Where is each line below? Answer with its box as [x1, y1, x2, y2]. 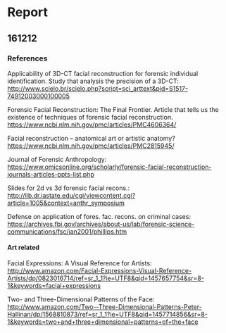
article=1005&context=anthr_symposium [7, 199, 125, 207]
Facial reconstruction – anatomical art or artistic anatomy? [7, 134, 176, 142]
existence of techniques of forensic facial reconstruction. [7, 113, 173, 121]
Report [7, 4, 48, 20]
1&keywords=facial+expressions [7, 282, 101, 290]
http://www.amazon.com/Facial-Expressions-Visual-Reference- [7, 267, 192, 275]
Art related [7, 244, 40, 252]
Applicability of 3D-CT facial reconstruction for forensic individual [7, 69, 199, 77]
